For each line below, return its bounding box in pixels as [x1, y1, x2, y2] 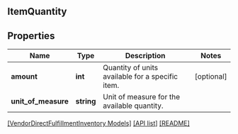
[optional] [194, 72, 227, 82]
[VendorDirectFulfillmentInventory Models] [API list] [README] [7, 119, 190, 128]
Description [125, 51, 166, 61]
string [75, 96, 96, 106]
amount [11, 72, 38, 82]
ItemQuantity [7, 6, 67, 18]
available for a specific [102, 72, 178, 82]
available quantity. [102, 101, 164, 111]
